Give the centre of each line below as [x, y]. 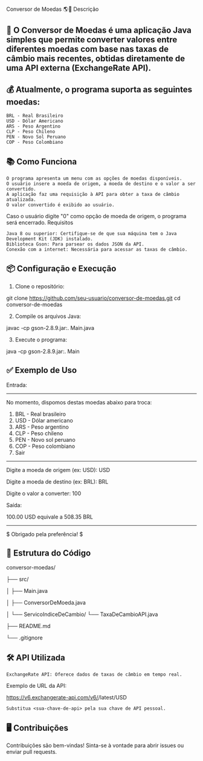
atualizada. [21, 200]
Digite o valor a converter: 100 [44, 493]
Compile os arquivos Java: [48, 316]
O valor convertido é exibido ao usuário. [60, 205]
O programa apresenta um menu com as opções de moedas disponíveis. [94, 179]
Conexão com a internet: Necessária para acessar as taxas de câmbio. [97, 250]
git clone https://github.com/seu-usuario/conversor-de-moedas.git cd [93, 298]
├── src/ [18, 579]
